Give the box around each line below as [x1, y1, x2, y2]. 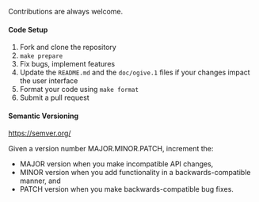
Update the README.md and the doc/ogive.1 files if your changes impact [19, 67, 251, 78]
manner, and [19, 176, 61, 185]
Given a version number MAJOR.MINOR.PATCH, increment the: [8, 144, 214, 154]
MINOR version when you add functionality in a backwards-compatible [19, 168, 251, 177]
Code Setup [8, 25, 48, 34]
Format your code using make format [19, 85, 139, 94]
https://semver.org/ [8, 128, 71, 138]
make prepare [19, 52, 63, 60]
